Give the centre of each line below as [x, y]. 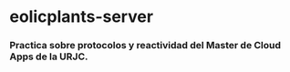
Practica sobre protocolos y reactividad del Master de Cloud [145, 46]
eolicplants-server [81, 17]
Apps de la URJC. [49, 57]
